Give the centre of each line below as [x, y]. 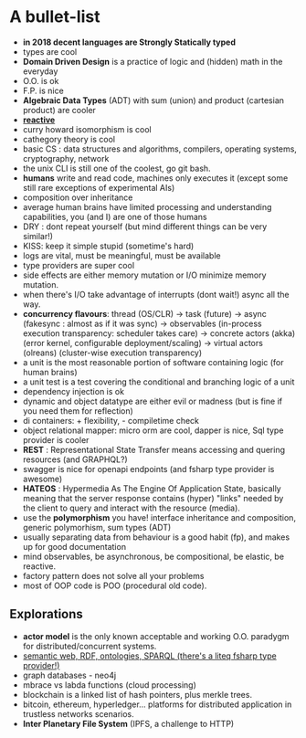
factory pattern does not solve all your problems [113, 575]
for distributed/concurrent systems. [90, 646]
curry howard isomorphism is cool [87, 129]
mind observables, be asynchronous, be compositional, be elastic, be [153, 556]
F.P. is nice [43, 90]
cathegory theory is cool [69, 139]
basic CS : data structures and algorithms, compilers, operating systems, [159, 149]
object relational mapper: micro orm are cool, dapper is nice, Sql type [153, 430]
